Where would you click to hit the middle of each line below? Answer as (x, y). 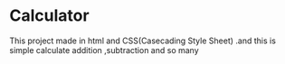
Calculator (49, 16)
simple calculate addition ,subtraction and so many (104, 50)
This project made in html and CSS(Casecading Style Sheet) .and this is (142, 41)
